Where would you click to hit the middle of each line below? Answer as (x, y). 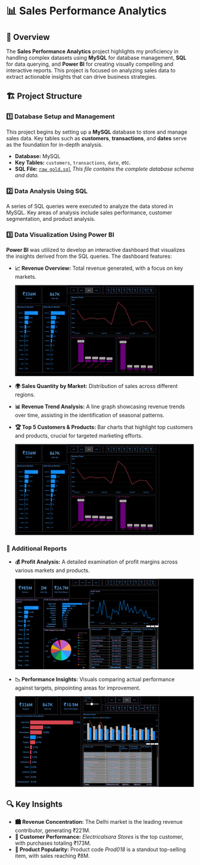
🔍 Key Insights (35, 804)
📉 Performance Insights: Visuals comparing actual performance (95, 679)
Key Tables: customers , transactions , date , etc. (73, 162)
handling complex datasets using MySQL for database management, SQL (96, 58)
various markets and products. (52, 571)
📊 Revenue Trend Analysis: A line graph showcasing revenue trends (100, 407)
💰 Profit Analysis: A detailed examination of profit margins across (96, 562)
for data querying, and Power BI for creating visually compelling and (90, 64)
